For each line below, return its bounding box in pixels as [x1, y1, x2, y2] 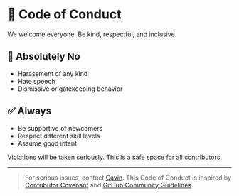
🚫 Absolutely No [7, 50, 80, 62]
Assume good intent [17, 138, 77, 148]
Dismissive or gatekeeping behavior [17, 85, 123, 93]
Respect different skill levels [17, 131, 100, 140]
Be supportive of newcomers [17, 124, 103, 132]
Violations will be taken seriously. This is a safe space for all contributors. [7, 153, 223, 161]
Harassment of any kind [17, 69, 88, 77]
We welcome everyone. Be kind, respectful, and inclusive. [7, 30, 177, 38]
